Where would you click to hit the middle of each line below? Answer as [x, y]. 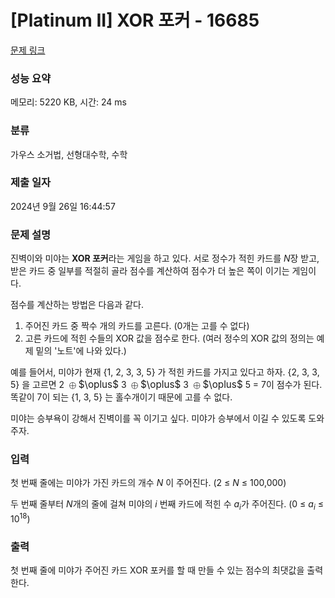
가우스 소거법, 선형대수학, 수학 [69, 154]
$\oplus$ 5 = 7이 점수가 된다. [262, 384]
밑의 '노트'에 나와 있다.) [81, 351]
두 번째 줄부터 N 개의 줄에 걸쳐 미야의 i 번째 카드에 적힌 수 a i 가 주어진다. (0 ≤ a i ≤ [167, 505]
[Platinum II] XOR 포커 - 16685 [135, 20]
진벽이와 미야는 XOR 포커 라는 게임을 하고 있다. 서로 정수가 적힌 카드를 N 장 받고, [165, 258]
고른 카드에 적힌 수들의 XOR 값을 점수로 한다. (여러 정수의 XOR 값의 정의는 [169, 338]
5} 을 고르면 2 [37, 385]
